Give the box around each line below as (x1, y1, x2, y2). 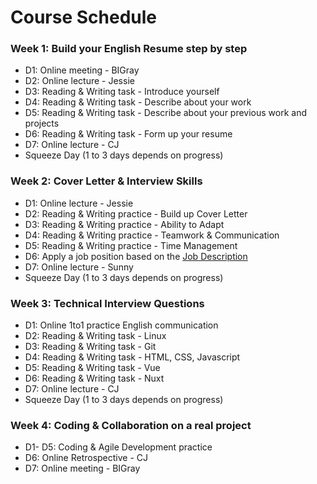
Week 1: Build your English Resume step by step (10, 42, 248, 56)
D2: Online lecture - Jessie (24, 75, 135, 87)
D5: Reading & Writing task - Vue (24, 362, 161, 374)
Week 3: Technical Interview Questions (10, 296, 205, 310)
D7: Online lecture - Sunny (24, 261, 134, 273)
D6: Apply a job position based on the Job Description (24, 250, 248, 262)
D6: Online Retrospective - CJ (24, 452, 149, 464)
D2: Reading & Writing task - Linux (24, 330, 167, 342)
